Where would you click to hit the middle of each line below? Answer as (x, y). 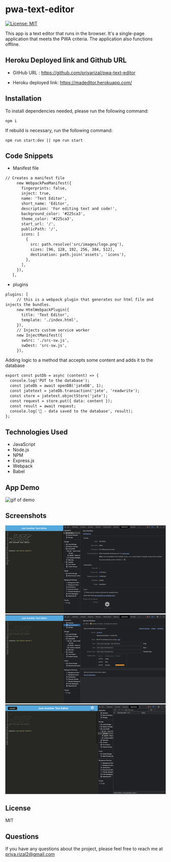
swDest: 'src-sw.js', (44, 346)
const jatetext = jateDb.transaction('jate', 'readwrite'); (75, 391)
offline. (13, 44)
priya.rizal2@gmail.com (30, 854)
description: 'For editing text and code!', (69, 209)
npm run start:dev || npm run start (44, 140)
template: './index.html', (50, 320)
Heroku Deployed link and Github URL (66, 60)
